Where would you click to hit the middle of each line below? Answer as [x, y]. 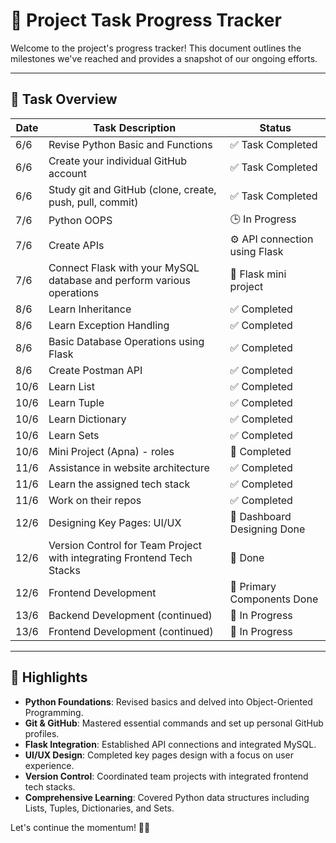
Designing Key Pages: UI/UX [115, 522]
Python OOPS [80, 221]
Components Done [274, 599]
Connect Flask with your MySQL [124, 267]
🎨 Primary [253, 586]
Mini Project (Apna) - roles [111, 451]
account [67, 173]
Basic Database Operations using [126, 341]
